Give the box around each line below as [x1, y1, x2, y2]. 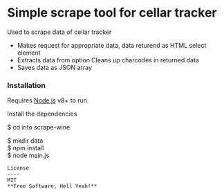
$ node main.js [7, 151, 50, 160]
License [7, 165, 30, 172]
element [17, 48, 41, 57]
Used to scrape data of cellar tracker [7, 28, 112, 36]
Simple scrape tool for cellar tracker [7, 5, 218, 21]
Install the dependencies [7, 109, 77, 118]
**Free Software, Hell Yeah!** [7, 183, 97, 190]
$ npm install [7, 144, 44, 152]
